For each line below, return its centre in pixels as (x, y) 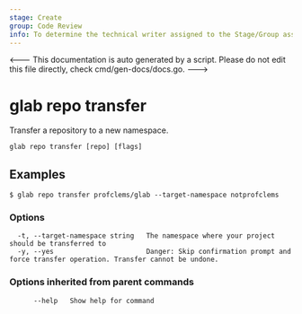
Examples (37, 174)
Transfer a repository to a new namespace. (89, 130)
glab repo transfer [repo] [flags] (76, 147)
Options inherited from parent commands (102, 282)
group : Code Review (46, 26)
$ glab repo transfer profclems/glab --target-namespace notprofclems (144, 195)
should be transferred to (58, 244)
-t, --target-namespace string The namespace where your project (147, 236)
